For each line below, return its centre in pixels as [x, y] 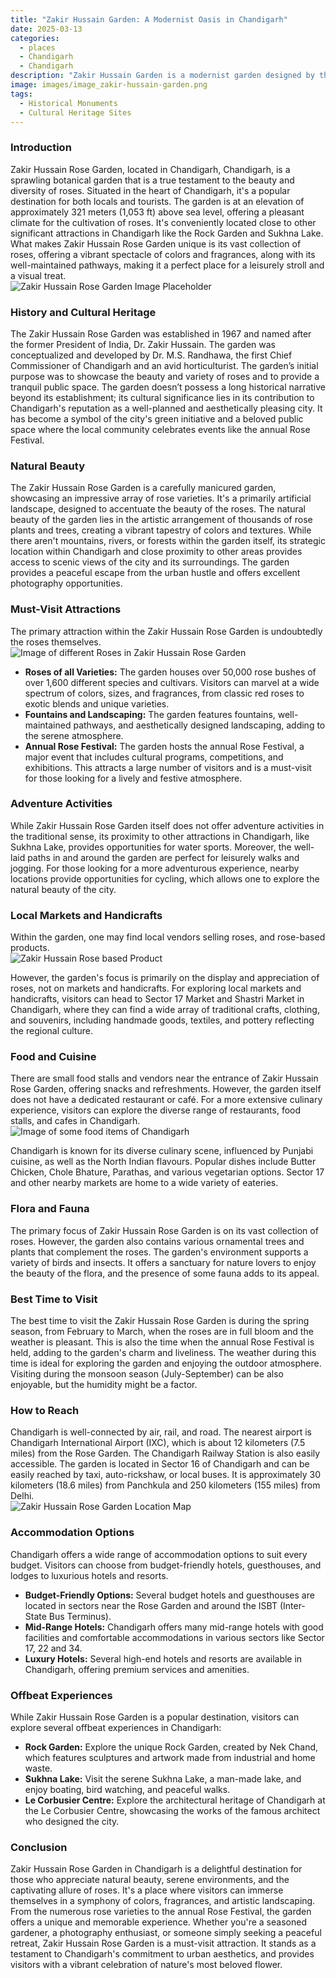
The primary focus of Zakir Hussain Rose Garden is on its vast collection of [164, 1230]
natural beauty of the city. [63, 889]
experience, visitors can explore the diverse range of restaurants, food [156, 1110]
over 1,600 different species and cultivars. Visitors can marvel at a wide [172, 682]
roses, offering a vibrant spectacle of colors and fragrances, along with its [163, 254]
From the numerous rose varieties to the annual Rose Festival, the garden [161, 1912]
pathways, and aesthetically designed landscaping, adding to [199, 725]
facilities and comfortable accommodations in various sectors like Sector [174, 1637]
